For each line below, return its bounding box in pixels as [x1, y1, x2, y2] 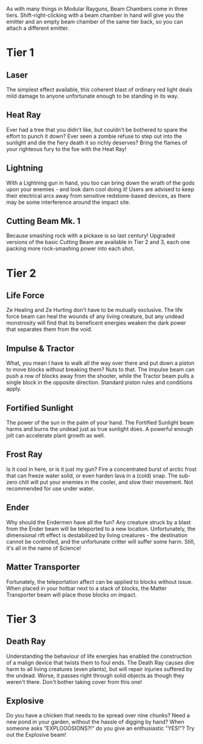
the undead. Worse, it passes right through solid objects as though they [6, 672, 184, 679]
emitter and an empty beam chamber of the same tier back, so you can [6, 18, 183, 25]
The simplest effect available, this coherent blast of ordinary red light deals [6, 86, 193, 93]
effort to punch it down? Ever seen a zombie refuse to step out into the [6, 132, 182, 140]
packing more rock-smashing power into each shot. [6, 245, 135, 252]
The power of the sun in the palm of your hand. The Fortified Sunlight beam [6, 419, 195, 427]
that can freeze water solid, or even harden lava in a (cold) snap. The [6, 472, 178, 479]
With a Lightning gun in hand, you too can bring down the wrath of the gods [6, 179, 195, 186]
